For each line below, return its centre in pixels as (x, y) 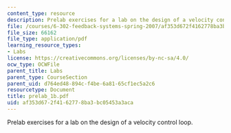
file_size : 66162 (32, 33)
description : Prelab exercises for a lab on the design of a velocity (110, 20)
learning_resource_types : (44, 45)
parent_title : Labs (35, 71)
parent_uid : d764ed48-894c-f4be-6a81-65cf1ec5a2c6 (81, 84)
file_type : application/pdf (47, 39)
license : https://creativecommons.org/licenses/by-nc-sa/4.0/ (98, 58)
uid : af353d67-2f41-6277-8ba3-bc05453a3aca (70, 103)
